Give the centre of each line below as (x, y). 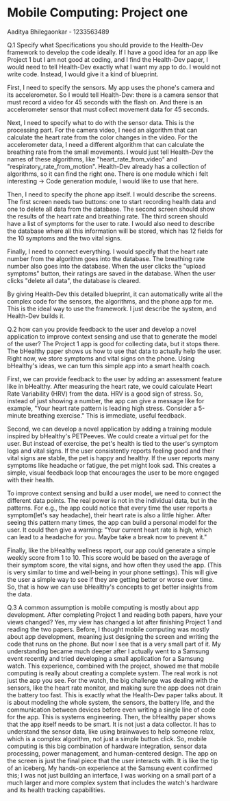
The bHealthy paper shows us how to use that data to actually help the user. (115, 351)
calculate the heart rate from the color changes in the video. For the (103, 137)
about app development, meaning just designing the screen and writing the (113, 636)
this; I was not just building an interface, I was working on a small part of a (112, 775)
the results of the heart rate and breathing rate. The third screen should (108, 216)
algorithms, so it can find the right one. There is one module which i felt (108, 174)
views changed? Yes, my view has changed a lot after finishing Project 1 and (115, 622)
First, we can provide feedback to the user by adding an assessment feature (115, 379)
